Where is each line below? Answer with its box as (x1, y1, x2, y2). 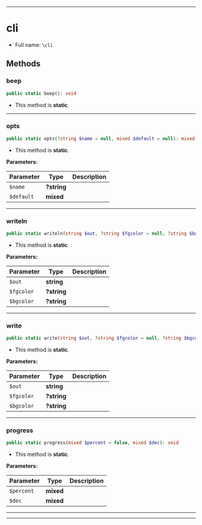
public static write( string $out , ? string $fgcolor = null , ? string (6, 335, 182, 341)
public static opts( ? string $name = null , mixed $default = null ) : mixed (6, 135, 195, 141)
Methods (6, 58, 41, 69)
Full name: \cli (14, 41, 53, 48)
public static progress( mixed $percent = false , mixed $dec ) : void (6, 440, 179, 446)
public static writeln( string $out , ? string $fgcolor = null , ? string (6, 230, 187, 237)
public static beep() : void (6, 90, 77, 96)
